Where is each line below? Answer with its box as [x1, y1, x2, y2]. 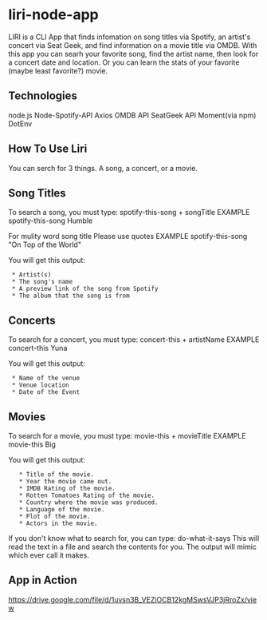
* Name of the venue [11, 374, 80, 383]
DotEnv [8, 118, 33, 129]
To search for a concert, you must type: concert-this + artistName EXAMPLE [8, 335, 260, 344]
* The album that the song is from [11, 292, 130, 300]
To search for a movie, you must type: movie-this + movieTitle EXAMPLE [8, 431, 246, 440]
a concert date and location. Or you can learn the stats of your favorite [8, 58, 240, 67]
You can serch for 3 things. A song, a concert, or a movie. [8, 163, 198, 173]
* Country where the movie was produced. [18, 499, 159, 507]
